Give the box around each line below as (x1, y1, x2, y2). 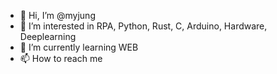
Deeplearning (19, 31, 77, 42)
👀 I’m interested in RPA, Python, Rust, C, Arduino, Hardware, (19, 20, 268, 32)
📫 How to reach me (19, 53, 103, 64)
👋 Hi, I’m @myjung (19, 10, 96, 21)
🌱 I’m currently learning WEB (19, 41, 139, 53)
